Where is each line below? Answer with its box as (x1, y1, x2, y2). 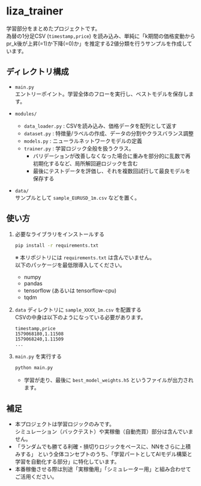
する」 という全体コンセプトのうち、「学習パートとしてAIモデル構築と (20, 451, 193, 458)
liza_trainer (6, 4, 64, 18)
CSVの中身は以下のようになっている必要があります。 (14, 314, 146, 321)
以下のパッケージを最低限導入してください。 (14, 262, 125, 269)
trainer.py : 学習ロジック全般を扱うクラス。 (23, 144, 134, 152)
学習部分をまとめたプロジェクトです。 (6, 25, 101, 32)
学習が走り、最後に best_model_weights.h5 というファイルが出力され (23, 377, 194, 384)
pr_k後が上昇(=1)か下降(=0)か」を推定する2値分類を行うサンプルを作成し (6, 40, 187, 47)
